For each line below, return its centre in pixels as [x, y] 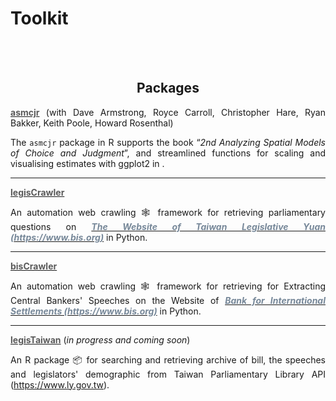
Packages [168, 88]
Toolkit [39, 18]
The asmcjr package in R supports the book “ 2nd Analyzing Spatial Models [168, 142]
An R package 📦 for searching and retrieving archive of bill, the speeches [168, 359]
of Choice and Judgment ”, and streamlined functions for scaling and [168, 153]
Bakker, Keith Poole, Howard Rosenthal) [92, 123]
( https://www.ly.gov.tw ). [60, 384]
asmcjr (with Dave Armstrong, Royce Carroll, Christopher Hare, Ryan [168, 112]
